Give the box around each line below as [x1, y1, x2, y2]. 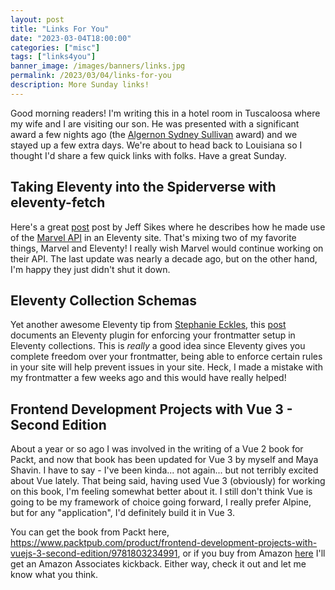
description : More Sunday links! [10, 80, 150, 90]
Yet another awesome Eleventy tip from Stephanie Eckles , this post [10, 319, 287, 331]
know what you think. [10, 569, 99, 581]
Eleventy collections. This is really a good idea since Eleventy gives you [10, 340, 306, 352]
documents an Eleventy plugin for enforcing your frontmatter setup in [10, 329, 296, 341]
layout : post [10, 14, 65, 25]
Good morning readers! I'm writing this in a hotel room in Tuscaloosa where [10, 107, 321, 119]
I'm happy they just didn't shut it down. [10, 263, 171, 275]
